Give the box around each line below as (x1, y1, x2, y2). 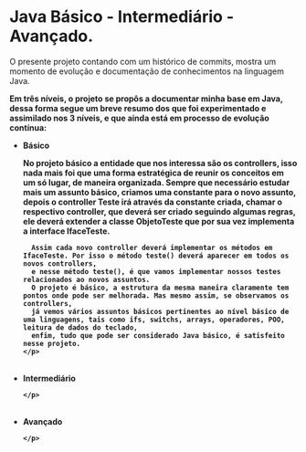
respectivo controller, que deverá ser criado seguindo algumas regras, (22, 205, 296, 216)
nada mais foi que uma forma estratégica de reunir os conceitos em (22, 167, 285, 178)
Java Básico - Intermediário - (9, 6, 235, 27)
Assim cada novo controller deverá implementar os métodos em (31, 243, 273, 252)
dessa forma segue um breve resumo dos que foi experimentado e (9, 102, 267, 113)
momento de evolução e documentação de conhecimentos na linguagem (9, 66, 285, 77)
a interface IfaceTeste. (22, 226, 111, 237)
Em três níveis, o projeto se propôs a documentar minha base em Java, (9, 93, 283, 104)
